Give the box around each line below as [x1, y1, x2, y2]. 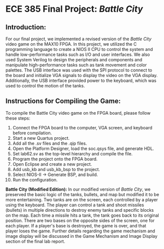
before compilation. [12, 130, 52, 136]
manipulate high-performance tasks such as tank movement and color [5, 62, 147, 68]
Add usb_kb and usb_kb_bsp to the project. [12, 166, 101, 172]
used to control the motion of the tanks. [5, 83, 85, 89]
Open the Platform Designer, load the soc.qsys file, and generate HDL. [12, 146, 154, 151]
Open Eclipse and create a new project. [12, 161, 92, 167]
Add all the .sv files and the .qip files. [12, 140, 87, 146]
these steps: [5, 115, 31, 121]
